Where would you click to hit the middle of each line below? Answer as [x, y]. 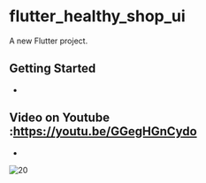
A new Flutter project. [49, 41]
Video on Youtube [60, 118]
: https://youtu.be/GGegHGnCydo [103, 131]
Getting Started [53, 69]
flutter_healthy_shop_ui [97, 16]
